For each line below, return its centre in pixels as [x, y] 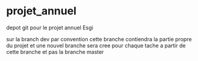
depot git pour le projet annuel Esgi [50, 28]
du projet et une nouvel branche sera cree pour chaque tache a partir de [96, 45]
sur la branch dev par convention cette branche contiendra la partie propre [99, 39]
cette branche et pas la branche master [55, 51]
